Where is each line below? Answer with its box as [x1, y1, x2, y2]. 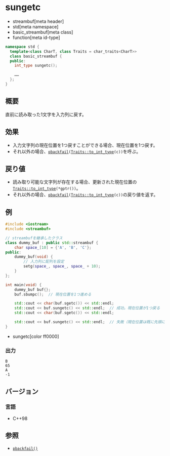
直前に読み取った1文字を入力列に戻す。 [5, 111, 87, 118]
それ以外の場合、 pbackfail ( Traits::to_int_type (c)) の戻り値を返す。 [12, 192, 158, 198]
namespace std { [5, 44, 39, 49]
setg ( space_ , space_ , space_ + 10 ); [23, 264, 101, 269]
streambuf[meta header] [12, 18, 64, 24]
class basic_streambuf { [10, 54, 62, 59]
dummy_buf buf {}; [14, 287, 51, 292]
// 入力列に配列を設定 [23, 259, 64, 264]
